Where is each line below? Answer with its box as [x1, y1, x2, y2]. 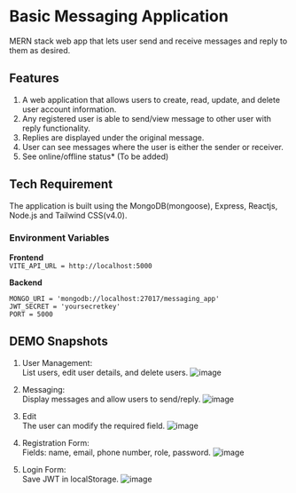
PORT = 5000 [9, 309, 53, 319]
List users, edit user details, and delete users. [21, 367, 189, 378]
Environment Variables [9, 232, 110, 244]
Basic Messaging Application [9, 6, 229, 27]
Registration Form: [21, 437, 90, 448]
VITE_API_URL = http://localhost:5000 [9, 261, 152, 270]
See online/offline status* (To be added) [21, 151, 169, 162]
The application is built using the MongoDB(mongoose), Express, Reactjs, [9, 200, 278, 211]
